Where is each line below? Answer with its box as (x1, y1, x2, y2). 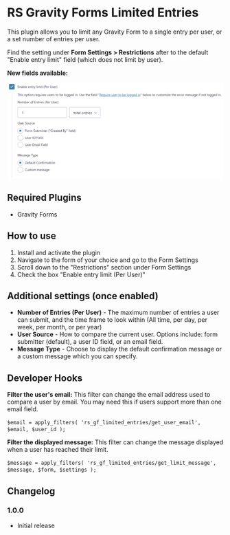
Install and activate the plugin (16, 248, 101, 256)
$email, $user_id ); (7, 426, 67, 433)
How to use (7, 230, 56, 242)
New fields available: (7, 69, 69, 77)
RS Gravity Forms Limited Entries (7, 5, 199, 21)
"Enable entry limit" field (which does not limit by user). (7, 55, 163, 63)
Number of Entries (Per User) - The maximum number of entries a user (16, 308, 220, 317)
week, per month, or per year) (16, 323, 102, 331)
